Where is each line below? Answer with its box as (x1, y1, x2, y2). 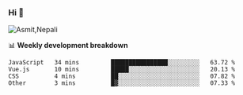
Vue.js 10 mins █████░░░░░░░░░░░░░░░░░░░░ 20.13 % (8, 66, 236, 74)
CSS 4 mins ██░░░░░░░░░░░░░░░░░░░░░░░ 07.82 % (8, 72, 236, 81)
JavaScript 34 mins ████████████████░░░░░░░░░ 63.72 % (8, 59, 236, 67)
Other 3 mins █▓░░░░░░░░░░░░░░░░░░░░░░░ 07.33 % (8, 79, 236, 87)
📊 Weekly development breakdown (8, 41, 128, 50)
